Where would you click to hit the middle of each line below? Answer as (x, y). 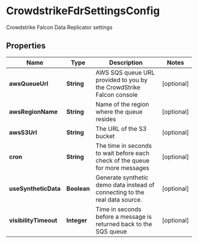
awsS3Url (23, 132)
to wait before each (123, 153)
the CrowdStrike (118, 87)
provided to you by (122, 80)
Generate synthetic (122, 177)
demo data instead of (125, 184)
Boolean (78, 189)
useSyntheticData (35, 189)
